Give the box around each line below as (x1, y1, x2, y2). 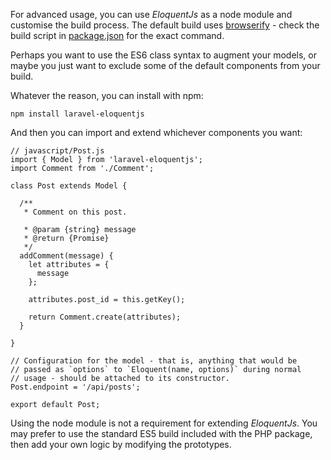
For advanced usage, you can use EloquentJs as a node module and (10, 9, 293, 20)
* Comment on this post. (23, 207, 128, 217)
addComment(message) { (19, 251, 114, 261)
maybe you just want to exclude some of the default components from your (10, 60, 321, 71)
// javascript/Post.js (10, 146, 105, 156)
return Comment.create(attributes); (28, 312, 182, 322)
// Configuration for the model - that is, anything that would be (10, 356, 298, 366)
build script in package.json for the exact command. (10, 30, 225, 41)
